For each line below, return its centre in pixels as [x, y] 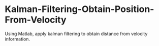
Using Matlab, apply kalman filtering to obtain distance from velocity [76, 33]
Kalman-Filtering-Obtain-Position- [80, 9]
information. [18, 39]
